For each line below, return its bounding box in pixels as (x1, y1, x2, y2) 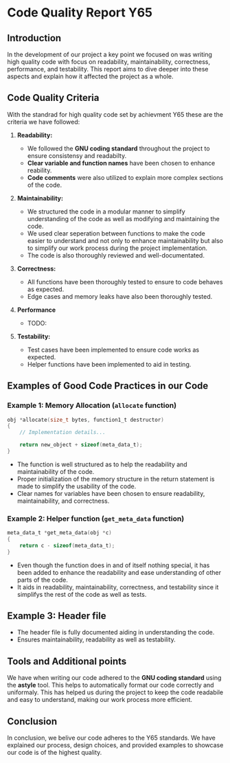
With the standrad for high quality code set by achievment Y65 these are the (7, 110, 224, 118)
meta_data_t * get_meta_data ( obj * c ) (7, 529, 112, 536)
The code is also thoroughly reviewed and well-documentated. (27, 251, 205, 259)
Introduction (7, 32, 62, 44)
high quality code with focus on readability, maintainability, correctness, (7, 58, 211, 66)
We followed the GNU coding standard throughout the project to (27, 144, 211, 152)
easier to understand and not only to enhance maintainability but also (27, 236, 224, 244)
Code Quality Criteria (7, 92, 100, 104)
